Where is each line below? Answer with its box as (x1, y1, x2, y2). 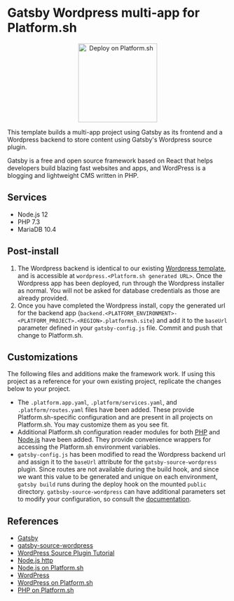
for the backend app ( (17, 308, 81, 317)
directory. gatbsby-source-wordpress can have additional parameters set (17, 488, 226, 496)
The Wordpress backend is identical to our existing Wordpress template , (17, 264, 226, 272)
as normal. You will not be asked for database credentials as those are (17, 286, 221, 295)
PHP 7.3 (17, 217, 41, 226)
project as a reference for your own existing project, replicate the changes (7, 377, 222, 386)
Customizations (7, 351, 78, 363)
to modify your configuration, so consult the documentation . (17, 495, 191, 504)
